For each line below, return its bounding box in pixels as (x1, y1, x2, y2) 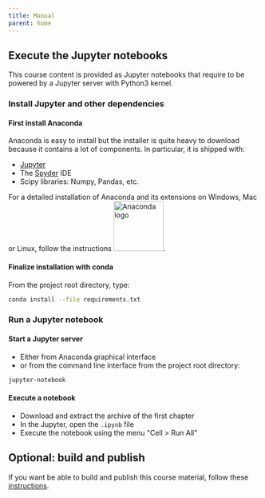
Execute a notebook (8, 393, 76, 403)
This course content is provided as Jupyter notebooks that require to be (8, 70, 245, 80)
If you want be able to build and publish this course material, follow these (8, 472, 249, 482)
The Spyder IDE (19, 169, 72, 178)
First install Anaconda (8, 118, 83, 128)
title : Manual (8, 11, 56, 20)
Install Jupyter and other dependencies (8, 98, 165, 110)
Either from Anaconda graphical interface (19, 352, 156, 361)
